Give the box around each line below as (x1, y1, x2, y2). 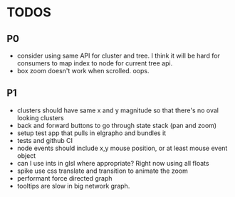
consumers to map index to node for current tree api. (16, 59, 173, 68)
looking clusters (16, 113, 65, 122)
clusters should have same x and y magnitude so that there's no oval (16, 106, 219, 115)
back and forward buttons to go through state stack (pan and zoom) (16, 121, 217, 129)
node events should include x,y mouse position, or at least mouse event (16, 144, 228, 152)
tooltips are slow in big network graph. (16, 181, 130, 190)
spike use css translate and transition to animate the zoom (16, 166, 188, 175)
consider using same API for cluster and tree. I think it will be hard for (16, 51, 220, 60)
